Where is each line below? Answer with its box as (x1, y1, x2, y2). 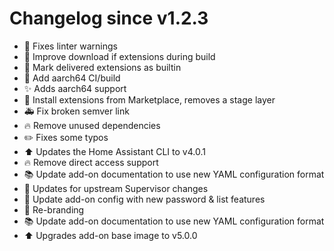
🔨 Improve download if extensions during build (23, 50, 216, 62)
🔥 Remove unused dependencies (23, 119, 161, 131)
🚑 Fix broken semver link (23, 105, 130, 117)
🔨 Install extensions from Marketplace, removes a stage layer (23, 93, 276, 106)
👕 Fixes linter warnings (23, 40, 118, 52)
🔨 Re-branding (23, 203, 85, 216)
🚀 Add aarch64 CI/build (23, 72, 121, 84)
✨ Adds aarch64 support (23, 82, 127, 94)
